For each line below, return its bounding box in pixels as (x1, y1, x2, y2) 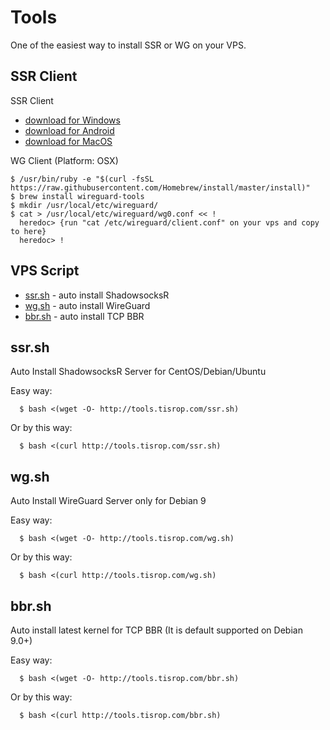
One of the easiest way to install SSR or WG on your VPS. (10, 39, 247, 51)
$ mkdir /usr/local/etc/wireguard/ (10, 200, 159, 210)
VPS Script (10, 262, 80, 280)
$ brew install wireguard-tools (10, 191, 145, 201)
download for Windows (24, 114, 121, 126)
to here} (10, 226, 47, 236)
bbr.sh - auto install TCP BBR (24, 310, 145, 322)
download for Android (24, 124, 115, 136)
